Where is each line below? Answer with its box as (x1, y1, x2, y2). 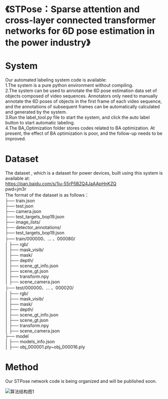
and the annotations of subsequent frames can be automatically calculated (5, 104, 160, 110)
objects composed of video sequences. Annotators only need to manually (5, 93, 158, 99)
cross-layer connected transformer (5, 15, 156, 26)
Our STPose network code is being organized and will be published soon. (5, 378, 157, 384)
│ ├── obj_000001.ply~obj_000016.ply (5, 344, 85, 350)
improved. (5, 136, 26, 142)
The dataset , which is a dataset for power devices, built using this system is (5, 170, 163, 176)
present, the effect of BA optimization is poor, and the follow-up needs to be (5, 130, 163, 136)
